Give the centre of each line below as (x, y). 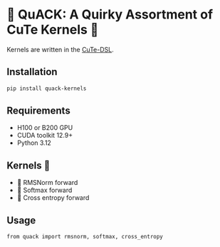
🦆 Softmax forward (44, 190)
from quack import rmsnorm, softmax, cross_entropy (85, 237)
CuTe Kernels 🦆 (53, 30)
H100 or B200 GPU (45, 128)
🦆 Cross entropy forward (53, 198)
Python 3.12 (34, 143)
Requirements (38, 111)
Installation (32, 72)
